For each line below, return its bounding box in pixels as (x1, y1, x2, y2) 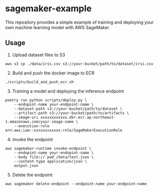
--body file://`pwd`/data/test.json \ (14, 155, 94, 159)
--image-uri (14, 115, 39, 120)
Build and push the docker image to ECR (12, 70, 95, 76)
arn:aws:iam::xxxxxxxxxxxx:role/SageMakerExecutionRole (5, 127, 122, 133)
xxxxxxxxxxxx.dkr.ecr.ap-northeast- (40, 115, 116, 120)
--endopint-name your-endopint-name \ (14, 150, 94, 155)
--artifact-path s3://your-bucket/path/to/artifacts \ (14, 110, 129, 116)
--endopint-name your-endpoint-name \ (14, 102, 94, 107)
